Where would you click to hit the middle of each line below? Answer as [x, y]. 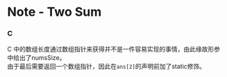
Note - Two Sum [54, 12]
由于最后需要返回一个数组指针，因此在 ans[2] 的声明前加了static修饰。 [107, 67]
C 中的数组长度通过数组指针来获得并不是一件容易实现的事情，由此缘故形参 [114, 49]
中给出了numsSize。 [36, 58]
